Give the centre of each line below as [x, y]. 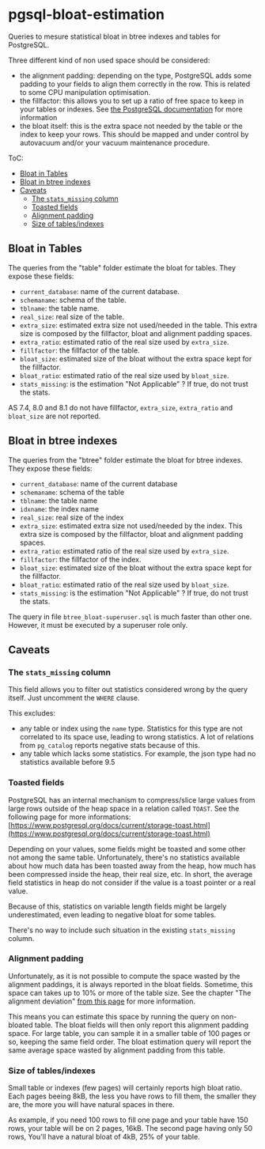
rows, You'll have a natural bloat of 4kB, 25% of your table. [104, 1137]
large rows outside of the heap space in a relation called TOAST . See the [124, 808]
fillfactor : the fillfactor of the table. [79, 350]
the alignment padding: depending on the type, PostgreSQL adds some [135, 75]
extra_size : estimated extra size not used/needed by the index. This [131, 525]
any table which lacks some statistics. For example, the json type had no [138, 754]
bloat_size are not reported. [55, 416]
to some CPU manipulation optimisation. [85, 92]
